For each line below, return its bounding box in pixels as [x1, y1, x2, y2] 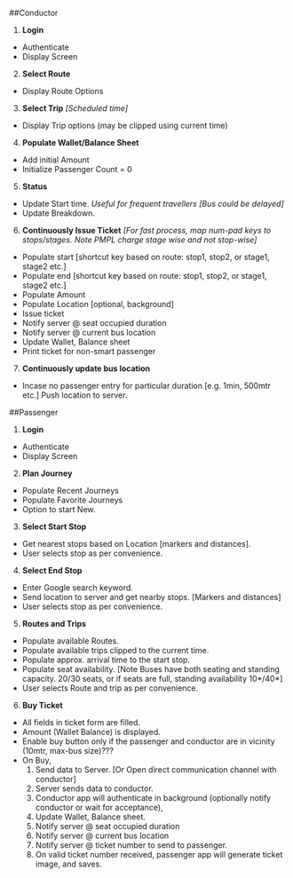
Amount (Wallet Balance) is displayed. [21, 727, 162, 737]
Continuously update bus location [21, 363, 151, 374]
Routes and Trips [21, 619, 87, 629]
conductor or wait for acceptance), [35, 803, 163, 812]
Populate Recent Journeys [21, 486, 120, 495]
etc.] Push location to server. [21, 390, 128, 400]
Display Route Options [21, 86, 104, 96]
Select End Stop [21, 566, 83, 575]
